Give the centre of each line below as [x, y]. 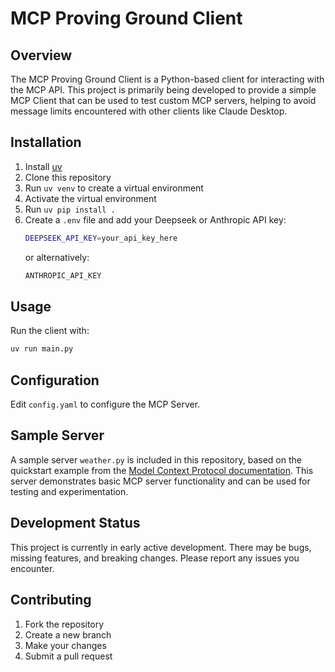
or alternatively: [57, 257]
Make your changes [65, 645]
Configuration [55, 380]
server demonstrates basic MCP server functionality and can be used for [160, 481]
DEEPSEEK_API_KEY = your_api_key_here [101, 238]
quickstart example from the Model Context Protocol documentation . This [162, 470]
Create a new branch [68, 634]
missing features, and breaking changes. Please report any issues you [155, 558]
